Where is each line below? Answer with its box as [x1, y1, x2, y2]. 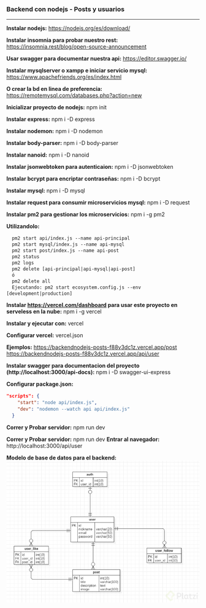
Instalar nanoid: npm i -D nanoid [6, 151, 90, 158]
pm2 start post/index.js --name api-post [12, 247, 120, 254]
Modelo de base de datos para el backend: [6, 454, 116, 461]
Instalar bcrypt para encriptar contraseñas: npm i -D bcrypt [6, 175, 161, 182]
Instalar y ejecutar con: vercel [6, 320, 84, 327]
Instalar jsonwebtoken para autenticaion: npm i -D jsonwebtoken [6, 163, 174, 171]
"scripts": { [6, 393, 40, 399]
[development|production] [6, 290, 72, 297]
